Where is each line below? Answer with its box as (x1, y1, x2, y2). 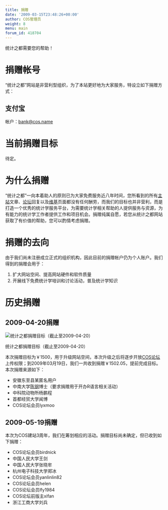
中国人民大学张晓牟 (12, 462, 52, 468)
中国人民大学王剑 (12, 455, 48, 461)
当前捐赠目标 (5, 138, 58, 149)
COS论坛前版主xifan (12, 493, 54, 499)
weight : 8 (5, 21, 26, 27)
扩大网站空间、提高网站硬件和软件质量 (12, 271, 91, 277)
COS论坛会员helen (12, 480, 51, 486)
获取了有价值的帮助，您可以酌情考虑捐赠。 (5, 217, 93, 223)
